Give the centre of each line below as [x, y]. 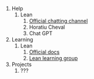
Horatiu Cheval [47, 27]
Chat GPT [41, 33]
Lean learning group [53, 58]
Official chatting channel [58, 21]
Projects [22, 64]
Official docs [44, 52]
